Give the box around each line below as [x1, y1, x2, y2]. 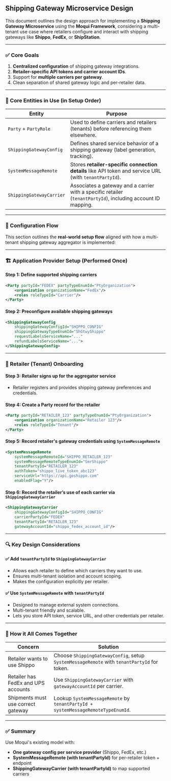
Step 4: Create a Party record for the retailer [5, 401, 100, 408]
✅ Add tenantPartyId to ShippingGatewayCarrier [5, 556, 107, 562]
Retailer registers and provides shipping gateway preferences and [12, 384, 151, 390]
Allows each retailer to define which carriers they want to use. [12, 567, 143, 573]
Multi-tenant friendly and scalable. [12, 607, 85, 613]
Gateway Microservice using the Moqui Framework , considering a [5, 23, 147, 29]
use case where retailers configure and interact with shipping [19, 28, 149, 35]
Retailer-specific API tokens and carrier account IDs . [12, 69, 126, 75]
